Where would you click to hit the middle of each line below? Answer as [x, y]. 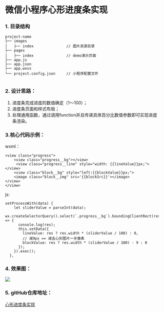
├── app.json [18, 64]
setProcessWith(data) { [29, 204]
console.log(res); [37, 225]
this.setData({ [33, 229]
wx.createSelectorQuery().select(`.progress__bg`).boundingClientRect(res [83, 216]
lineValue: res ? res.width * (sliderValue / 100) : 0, [81, 234]
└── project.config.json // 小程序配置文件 [52, 74]
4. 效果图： [18, 269]
